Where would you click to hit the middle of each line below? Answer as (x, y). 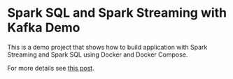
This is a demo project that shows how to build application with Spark (107, 47)
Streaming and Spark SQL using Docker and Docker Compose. (98, 55)
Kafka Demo (44, 28)
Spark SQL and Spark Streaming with (117, 13)
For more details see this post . (51, 68)
